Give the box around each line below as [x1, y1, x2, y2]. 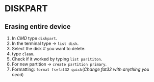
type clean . [11, 51, 35, 57]
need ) [11, 72, 24, 77]
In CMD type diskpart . [11, 35, 57, 41]
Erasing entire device [4, 22, 71, 31]
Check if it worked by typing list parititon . [11, 56, 103, 61]
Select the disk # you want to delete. [11, 46, 86, 51]
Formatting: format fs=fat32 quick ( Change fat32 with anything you [11, 66, 150, 72]
